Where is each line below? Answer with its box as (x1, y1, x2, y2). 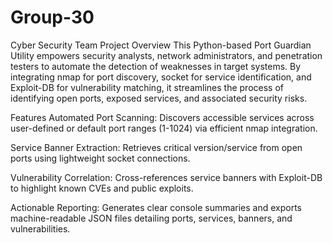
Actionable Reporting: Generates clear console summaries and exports (10, 201, 303, 213)
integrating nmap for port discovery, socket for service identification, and (10, 71, 312, 83)
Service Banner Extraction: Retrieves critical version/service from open (10, 141, 303, 153)
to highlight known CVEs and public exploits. (10, 182, 194, 194)
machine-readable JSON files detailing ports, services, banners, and (10, 212, 293, 224)
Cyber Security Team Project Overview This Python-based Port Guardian (10, 39, 312, 51)
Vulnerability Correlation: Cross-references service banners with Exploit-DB (10, 171, 323, 183)
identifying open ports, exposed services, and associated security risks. (10, 92, 308, 104)
